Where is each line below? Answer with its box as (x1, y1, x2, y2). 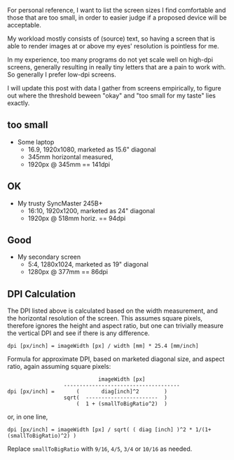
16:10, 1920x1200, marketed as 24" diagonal (27, 206, 156, 215)
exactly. (7, 99, 30, 107)
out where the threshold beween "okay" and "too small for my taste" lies (7, 91, 216, 100)
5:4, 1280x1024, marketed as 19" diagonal (27, 260, 149, 269)
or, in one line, (7, 413, 48, 421)
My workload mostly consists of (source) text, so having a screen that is (7, 34, 216, 43)
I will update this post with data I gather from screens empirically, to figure (7, 84, 222, 92)
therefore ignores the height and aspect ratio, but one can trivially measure (7, 322, 224, 330)
